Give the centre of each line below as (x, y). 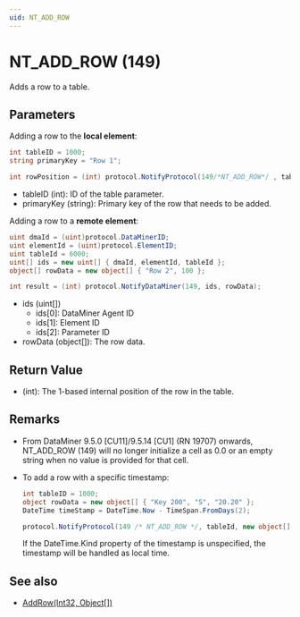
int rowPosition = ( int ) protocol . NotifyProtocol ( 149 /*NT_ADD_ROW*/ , (143, 177)
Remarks (35, 420)
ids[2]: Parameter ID (72, 333)
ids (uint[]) (42, 304)
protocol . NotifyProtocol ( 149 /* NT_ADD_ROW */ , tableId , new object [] (156, 527)
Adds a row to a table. (50, 87)
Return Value (46, 370)
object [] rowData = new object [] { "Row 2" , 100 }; (107, 270)
